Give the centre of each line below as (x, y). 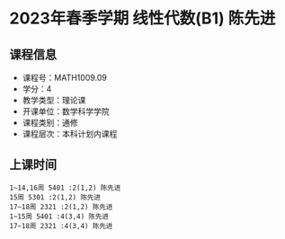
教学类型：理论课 (54, 100)
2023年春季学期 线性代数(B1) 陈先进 (142, 18)
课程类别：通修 (50, 123)
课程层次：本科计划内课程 (70, 134)
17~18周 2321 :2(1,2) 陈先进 (61, 207)
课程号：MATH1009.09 (65, 78)
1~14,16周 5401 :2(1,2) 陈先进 (65, 188)
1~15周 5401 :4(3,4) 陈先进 (59, 217)
